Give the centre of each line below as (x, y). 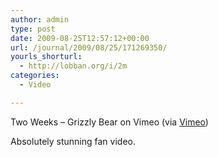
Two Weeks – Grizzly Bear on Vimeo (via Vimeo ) (109, 122)
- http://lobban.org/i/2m (73, 66)
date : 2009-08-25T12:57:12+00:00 (80, 38)
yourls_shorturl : (46, 57)
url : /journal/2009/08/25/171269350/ (89, 47)
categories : (35, 76)
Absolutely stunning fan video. (73, 141)
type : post (33, 29)
